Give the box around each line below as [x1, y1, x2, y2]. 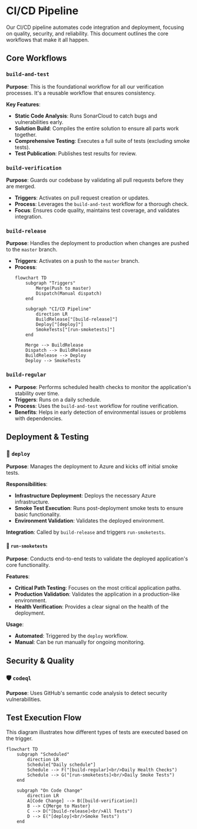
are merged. [6, 182, 36, 190]
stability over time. [14, 390, 60, 397]
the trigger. [6, 735, 34, 742]
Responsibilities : [6, 481, 48, 488]
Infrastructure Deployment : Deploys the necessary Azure [14, 492, 156, 500]
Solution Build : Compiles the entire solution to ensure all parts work [14, 125, 179, 132]
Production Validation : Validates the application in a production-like [14, 590, 180, 598]
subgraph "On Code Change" [16, 787, 83, 794]
